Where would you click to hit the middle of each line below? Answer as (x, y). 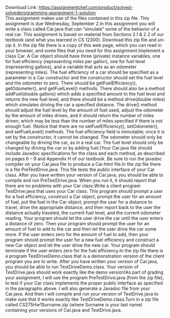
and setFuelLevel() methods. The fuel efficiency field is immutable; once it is (85, 132)
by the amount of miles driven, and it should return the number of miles (80, 115)
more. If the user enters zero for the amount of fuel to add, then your (77, 234)
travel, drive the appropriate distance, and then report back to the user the (83, 207)
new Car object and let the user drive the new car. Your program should (80, 245)
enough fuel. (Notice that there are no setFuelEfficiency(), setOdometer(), (82, 126)
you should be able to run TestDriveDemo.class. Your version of (72, 267)
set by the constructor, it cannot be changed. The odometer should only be (84, 137)
